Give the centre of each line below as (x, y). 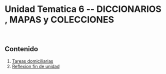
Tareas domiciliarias (32, 61)
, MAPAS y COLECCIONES (59, 20)
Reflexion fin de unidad (36, 66)
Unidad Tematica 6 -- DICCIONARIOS (83, 9)
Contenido (21, 49)
